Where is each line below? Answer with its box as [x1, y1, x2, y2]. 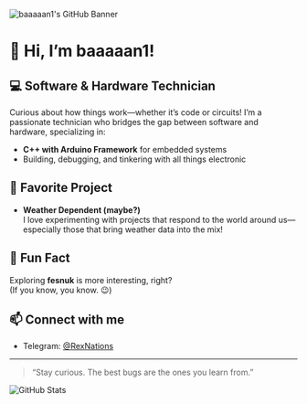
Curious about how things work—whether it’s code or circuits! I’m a [9, 107, 262, 118]
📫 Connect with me [9, 312, 125, 328]
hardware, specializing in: [9, 126, 107, 137]
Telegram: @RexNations [22, 341, 114, 352]
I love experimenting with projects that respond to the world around [22, 214, 277, 225]
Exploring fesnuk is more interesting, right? [9, 274, 173, 285]
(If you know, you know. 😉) [9, 284, 112, 295]
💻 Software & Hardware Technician [9, 78, 217, 93]
